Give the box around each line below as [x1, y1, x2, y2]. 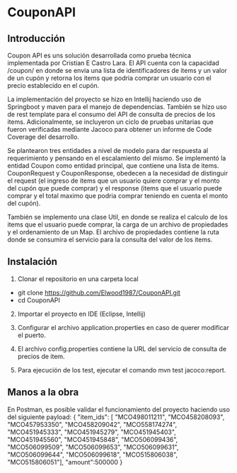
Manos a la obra [7, 387, 79, 399]
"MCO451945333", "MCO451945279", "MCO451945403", [7, 428, 177, 436]
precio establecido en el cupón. [7, 81, 100, 89]
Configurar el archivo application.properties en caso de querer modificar [17, 323, 230, 331]
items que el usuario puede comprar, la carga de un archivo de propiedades [7, 220, 229, 229]
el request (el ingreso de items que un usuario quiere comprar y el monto [7, 176, 221, 185]
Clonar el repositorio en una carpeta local [17, 274, 139, 283]
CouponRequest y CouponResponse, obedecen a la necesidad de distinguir [7, 169, 229, 177]
